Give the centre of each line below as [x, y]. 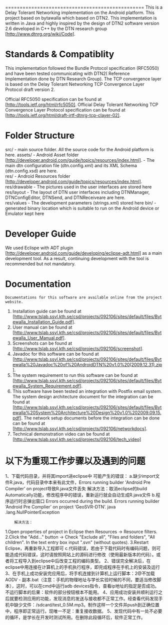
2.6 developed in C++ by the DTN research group [56, 29]
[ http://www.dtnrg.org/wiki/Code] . [40, 34]
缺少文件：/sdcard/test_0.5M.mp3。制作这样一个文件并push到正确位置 [87, 604]
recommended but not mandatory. [40, 264]
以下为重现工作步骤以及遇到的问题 [75, 461]
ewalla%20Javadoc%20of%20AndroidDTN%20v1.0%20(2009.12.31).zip [87, 364]
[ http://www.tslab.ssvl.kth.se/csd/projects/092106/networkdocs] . [80, 429]
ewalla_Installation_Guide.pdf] [43, 322]
